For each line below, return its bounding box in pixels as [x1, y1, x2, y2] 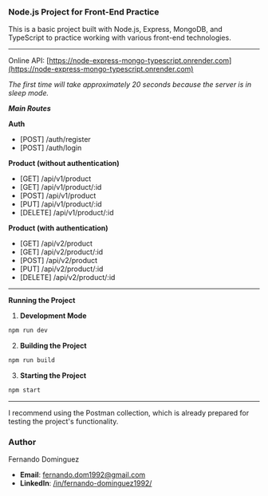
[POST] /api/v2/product [19, 256, 98, 266]
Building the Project [19, 341, 87, 351]
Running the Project [8, 296, 76, 305]
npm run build [8, 356, 56, 364]
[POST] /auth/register [19, 135, 92, 144]
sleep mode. [8, 89, 49, 98]
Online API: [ [8, 56, 49, 65]
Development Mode [19, 311, 87, 321]
